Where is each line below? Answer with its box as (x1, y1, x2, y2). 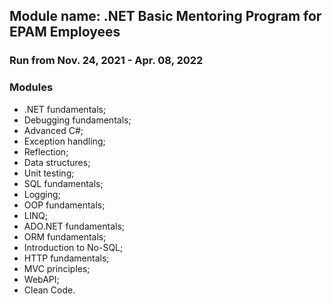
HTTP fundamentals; (23, 252, 110, 264)
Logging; (23, 188, 61, 200)
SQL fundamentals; (23, 177, 104, 189)
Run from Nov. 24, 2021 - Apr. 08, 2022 (9, 54, 204, 68)
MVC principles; (23, 262, 91, 274)
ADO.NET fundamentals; (23, 220, 125, 232)
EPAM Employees (9, 24, 121, 41)
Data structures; (23, 156, 91, 168)
